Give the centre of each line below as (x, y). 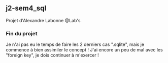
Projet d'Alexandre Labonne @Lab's (43, 20)
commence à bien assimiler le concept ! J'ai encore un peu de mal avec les (84, 50)
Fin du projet (22, 33)
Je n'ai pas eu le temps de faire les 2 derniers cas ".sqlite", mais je (75, 44)
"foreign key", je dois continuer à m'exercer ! (53, 55)
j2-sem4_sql (26, 8)
